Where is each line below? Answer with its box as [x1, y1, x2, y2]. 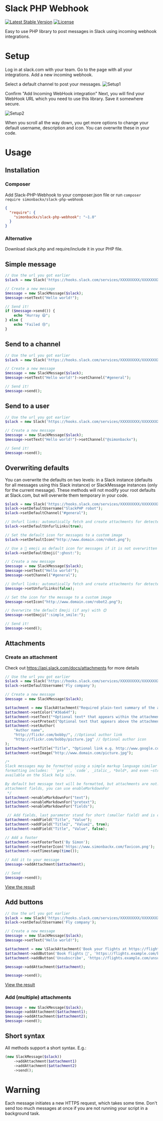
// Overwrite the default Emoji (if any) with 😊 [5, 608, 107, 613]
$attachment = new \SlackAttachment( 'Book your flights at [5, 946, 127, 952]
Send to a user [5, 402, 49, 410]
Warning [5, 1084, 40, 1095]
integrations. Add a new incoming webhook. [5, 71, 93, 78]
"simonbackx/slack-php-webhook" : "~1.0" [14, 215, 97, 219]
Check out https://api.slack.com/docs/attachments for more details [5, 665, 139, 670]
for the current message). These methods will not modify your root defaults [5, 487, 156, 493]
